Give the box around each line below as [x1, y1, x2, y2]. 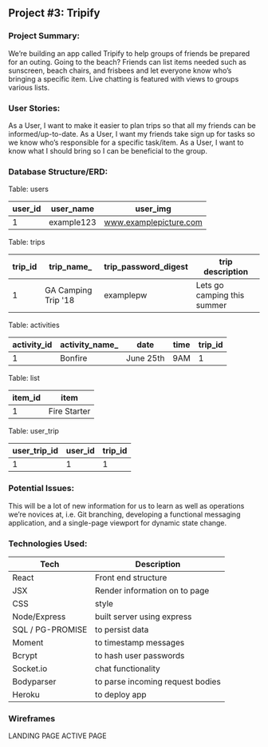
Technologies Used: [8, 537, 88, 549]
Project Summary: [8, 30, 81, 42]
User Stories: [8, 102, 61, 114]
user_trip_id [12, 445, 58, 457]
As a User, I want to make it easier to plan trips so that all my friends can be [8, 120, 257, 130]
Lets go [195, 280, 225, 291]
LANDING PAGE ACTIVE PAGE [8, 731, 107, 741]
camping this [195, 290, 245, 301]
